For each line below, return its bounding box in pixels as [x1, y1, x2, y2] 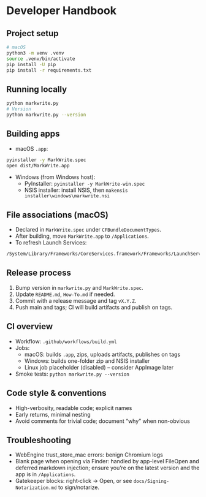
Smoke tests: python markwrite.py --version [15, 370, 130, 377]
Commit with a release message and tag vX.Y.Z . [15, 297, 137, 304]
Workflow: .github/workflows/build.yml [15, 338, 117, 345]
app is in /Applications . [15, 471, 76, 478]
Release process [6, 268, 72, 278]
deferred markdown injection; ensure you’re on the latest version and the [15, 464, 200, 472]
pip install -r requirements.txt [6, 67, 92, 74]
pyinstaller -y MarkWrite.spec [6, 157, 86, 163]
